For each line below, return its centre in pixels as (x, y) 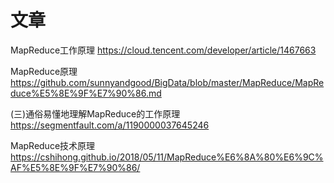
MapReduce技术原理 (53, 145)
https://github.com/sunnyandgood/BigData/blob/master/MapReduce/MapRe (167, 82)
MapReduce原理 (44, 71)
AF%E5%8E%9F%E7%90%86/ (75, 167)
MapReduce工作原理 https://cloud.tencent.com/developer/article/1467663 (163, 50)
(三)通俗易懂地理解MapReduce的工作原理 (95, 113)
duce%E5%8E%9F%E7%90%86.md (86, 93)
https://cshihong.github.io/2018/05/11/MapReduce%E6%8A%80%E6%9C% (167, 157)
